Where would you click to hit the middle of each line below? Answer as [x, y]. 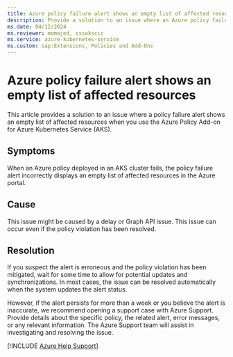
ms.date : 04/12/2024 [37, 26]
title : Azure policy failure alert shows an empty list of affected [108, 14]
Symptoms [31, 151]
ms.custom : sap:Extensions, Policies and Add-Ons [80, 46]
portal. [17, 182]
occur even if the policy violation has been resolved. [82, 229]
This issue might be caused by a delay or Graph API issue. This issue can [112, 221]
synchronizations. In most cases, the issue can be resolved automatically [112, 282]
